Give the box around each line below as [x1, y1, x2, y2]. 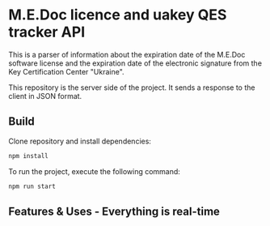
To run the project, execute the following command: [8, 166, 180, 176]
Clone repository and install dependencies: [8, 136, 152, 146]
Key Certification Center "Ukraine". [8, 66, 124, 76]
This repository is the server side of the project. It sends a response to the [8, 83, 255, 92]
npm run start [8, 182, 57, 190]
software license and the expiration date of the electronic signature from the [8, 58, 263, 68]
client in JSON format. [8, 91, 82, 100]
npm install [8, 151, 49, 160]
